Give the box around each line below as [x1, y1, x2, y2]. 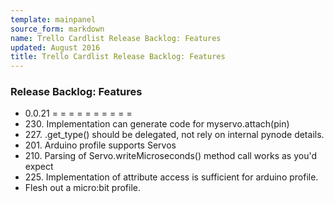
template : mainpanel [10, 14, 97, 25]
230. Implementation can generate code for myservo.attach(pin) [24, 118, 290, 130]
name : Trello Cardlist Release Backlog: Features [10, 33, 222, 43]
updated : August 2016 [10, 42, 101, 53]
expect [24, 161, 54, 173]
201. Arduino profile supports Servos [24, 139, 177, 151]
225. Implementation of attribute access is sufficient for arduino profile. [24, 171, 319, 183]
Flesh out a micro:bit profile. [24, 182, 141, 194]
